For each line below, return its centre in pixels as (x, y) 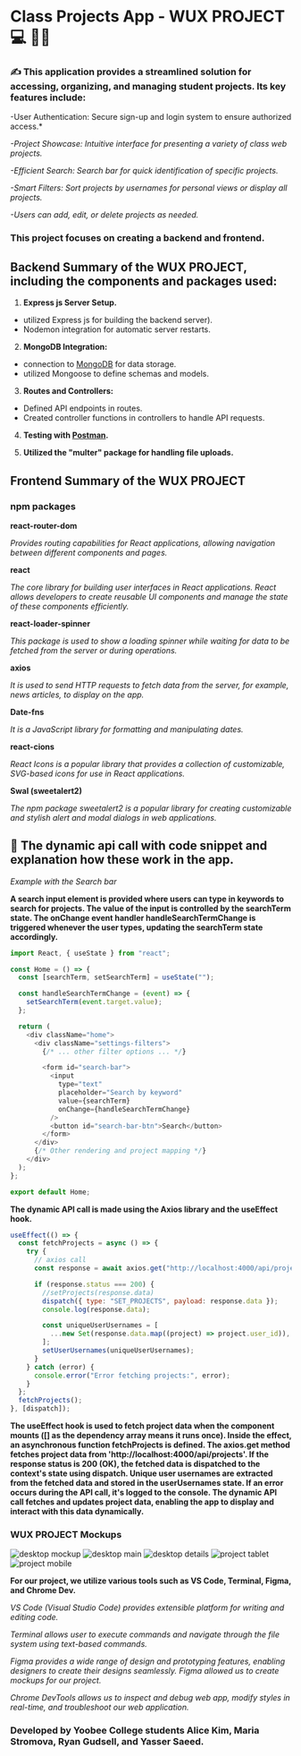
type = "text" (80, 1085)
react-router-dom (44, 525)
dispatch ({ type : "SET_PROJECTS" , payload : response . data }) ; (160, 1301)
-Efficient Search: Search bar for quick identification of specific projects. (144, 171)
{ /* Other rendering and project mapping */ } (120, 1151)
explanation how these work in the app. (122, 860)
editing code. (34, 1617)
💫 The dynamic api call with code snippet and (139, 846)
